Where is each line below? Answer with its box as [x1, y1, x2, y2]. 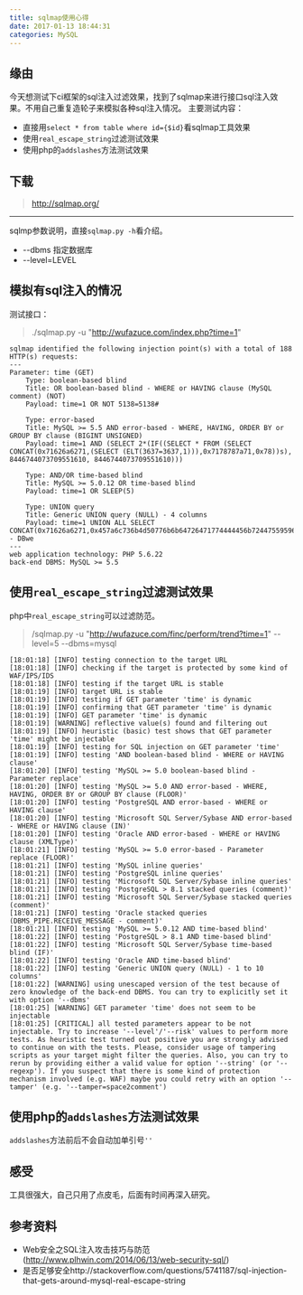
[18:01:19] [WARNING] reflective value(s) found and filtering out [9, 718, 269, 727]
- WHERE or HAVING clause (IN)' [9, 821, 131, 830]
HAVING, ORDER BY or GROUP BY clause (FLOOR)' [9, 790, 188, 799]
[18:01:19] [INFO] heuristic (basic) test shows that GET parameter [9, 727, 272, 736]
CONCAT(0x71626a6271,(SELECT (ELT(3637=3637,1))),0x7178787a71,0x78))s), [9, 446, 293, 456]
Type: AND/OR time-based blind [25, 471, 143, 480]
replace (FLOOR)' [9, 853, 75, 862]
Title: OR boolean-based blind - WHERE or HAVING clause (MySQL [25, 383, 272, 393]
